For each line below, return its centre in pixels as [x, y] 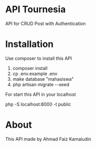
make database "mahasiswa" [43, 79]
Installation [29, 44]
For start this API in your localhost [41, 94]
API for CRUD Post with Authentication [46, 23]
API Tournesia [36, 9]
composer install [30, 68]
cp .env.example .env [35, 73]
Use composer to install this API [39, 58]
